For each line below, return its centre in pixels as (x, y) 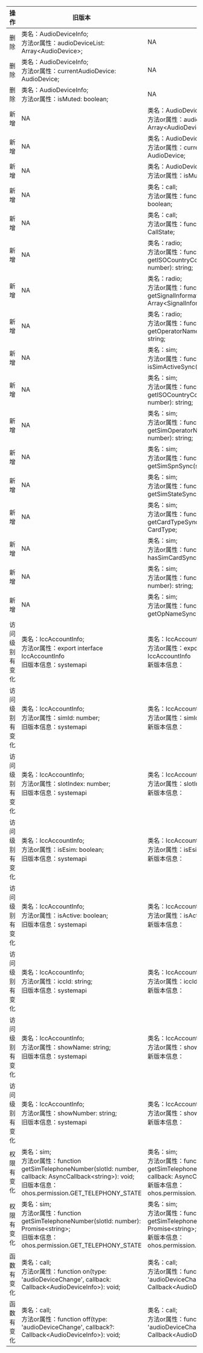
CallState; (161, 232)
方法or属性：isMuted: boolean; (65, 99)
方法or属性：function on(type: (64, 1272)
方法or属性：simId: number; (61, 718)
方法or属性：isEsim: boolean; (63, 849)
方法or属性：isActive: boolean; (65, 916)
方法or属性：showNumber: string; (69, 1113)
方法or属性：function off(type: (64, 1319)
